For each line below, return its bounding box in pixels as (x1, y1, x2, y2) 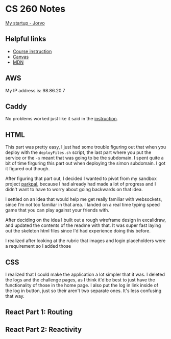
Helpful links (5, 35, 46, 43)
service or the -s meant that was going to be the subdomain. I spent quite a (5, 155, 164, 161)
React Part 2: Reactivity (5, 325, 82, 334)
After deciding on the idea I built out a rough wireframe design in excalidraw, (5, 217, 166, 223)
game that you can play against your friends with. (5, 207, 110, 213)
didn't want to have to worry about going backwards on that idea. (5, 187, 143, 193)
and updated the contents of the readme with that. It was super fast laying (5, 222, 161, 228)
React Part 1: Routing (5, 308, 73, 317)
